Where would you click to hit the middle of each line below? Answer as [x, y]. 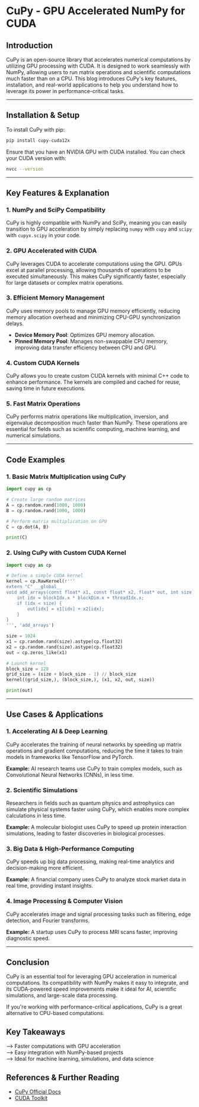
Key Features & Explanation [58, 193]
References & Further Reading [63, 1077]
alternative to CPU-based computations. [55, 1013]
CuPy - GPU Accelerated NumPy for [96, 11]
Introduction [30, 45]
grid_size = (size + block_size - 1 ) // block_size [71, 674]
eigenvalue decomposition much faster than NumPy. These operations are [97, 423]
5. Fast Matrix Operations [44, 404]
